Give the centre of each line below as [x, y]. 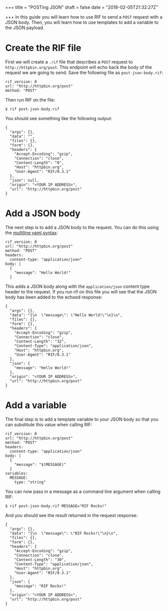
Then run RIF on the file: [30, 99]
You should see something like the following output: [59, 118]
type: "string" [30, 482]
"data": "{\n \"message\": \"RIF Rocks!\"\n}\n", [64, 533]
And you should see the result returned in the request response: [72, 515]
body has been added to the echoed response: [54, 297]
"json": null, [24, 180]
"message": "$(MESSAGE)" [40, 464]
